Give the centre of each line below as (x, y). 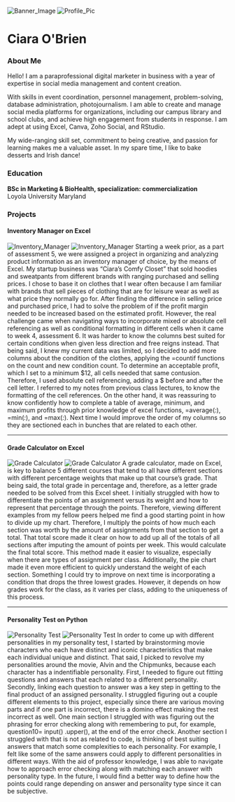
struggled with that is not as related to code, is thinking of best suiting (108, 739)
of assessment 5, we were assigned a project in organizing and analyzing (113, 254)
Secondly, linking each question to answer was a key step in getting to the (114, 687)
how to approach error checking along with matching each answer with (110, 769)
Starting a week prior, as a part (180, 246)
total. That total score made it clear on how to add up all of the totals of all (114, 537)
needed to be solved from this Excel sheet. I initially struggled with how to (114, 493)
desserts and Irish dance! (44, 155)
